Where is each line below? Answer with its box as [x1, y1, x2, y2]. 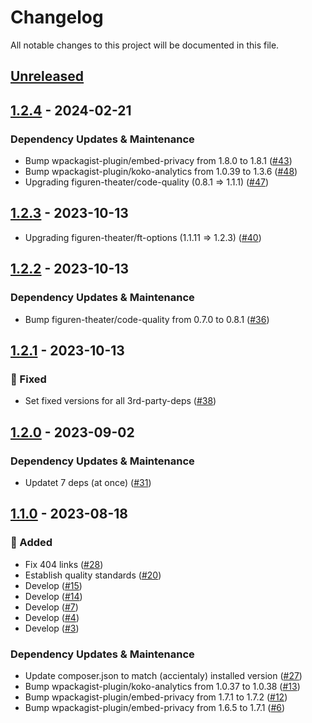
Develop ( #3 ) [24, 622, 80, 634]
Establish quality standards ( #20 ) [24, 569, 162, 581]
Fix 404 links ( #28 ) [24, 558, 104, 570]
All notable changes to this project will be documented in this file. [10, 39, 280, 51]
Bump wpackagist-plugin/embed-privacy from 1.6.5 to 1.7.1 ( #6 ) [24, 701, 286, 713]
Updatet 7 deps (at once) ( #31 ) [24, 476, 152, 488]
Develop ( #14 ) [24, 590, 83, 602]
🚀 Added [10, 536, 53, 550]
